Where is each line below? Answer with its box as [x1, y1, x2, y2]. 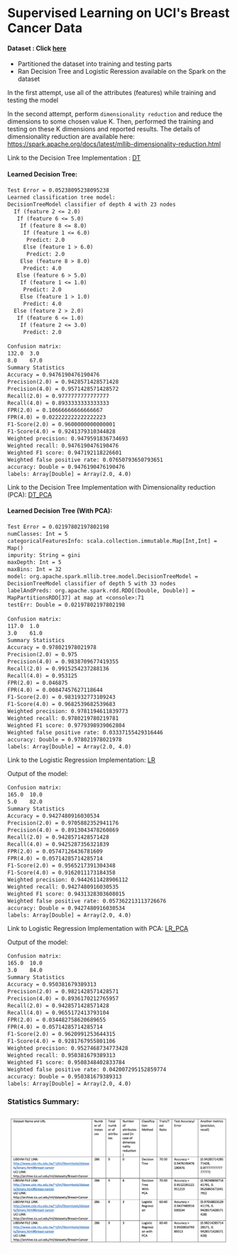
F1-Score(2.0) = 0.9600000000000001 [7, 421, 116, 428]
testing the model [7, 96, 59, 104]
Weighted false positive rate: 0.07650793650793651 [7, 456, 163, 463]
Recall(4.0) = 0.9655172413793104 [7, 1009, 110, 1016]
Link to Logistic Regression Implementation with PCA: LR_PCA [7, 924, 189, 932]
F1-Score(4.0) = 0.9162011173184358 [7, 869, 116, 876]
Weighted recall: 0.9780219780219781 [7, 714, 119, 722]
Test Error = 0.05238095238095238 [7, 187, 110, 194]
